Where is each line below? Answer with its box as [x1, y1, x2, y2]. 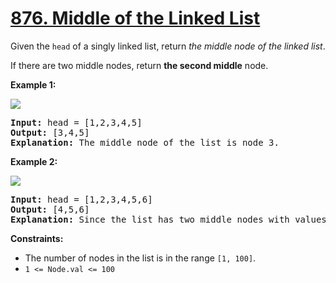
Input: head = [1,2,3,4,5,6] [10, 193, 153, 205]
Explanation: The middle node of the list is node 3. [10, 137, 280, 148]
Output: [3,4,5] [10, 127, 90, 138]
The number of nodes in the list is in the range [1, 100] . [24, 252, 257, 264]
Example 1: [10, 78, 57, 91]
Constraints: [10, 232, 64, 244]
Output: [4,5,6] [10, 203, 90, 215]
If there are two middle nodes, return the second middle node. [10, 59, 269, 71]
